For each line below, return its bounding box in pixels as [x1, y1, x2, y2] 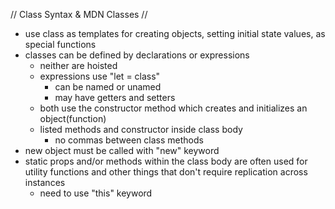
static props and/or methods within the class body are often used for [24, 155, 308, 167]
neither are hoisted [39, 60, 118, 71]
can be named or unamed [54, 81, 162, 93]
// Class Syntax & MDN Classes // [10, 9, 148, 20]
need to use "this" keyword [39, 187, 153, 199]
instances [24, 177, 66, 188]
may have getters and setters [54, 92, 176, 103]
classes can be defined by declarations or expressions [24, 49, 250, 61]
